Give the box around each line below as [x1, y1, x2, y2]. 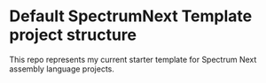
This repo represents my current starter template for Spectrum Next [9, 54, 257, 64]
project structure [9, 25, 137, 45]
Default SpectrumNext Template [9, 6, 253, 26]
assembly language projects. [9, 64, 115, 74]
